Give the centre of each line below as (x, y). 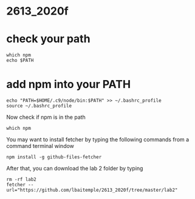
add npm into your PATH (69, 85)
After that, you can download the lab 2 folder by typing (75, 169)
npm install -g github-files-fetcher (54, 157)
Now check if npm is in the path (46, 117)
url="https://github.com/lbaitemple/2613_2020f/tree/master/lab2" (92, 190)
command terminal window (40, 146)
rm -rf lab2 (21, 180)
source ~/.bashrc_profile (39, 106)
